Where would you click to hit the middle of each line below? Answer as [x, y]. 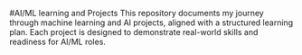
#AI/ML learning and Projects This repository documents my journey [137, 13]
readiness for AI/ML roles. [58, 41]
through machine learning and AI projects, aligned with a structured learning [151, 23]
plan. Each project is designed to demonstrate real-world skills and [134, 32]
